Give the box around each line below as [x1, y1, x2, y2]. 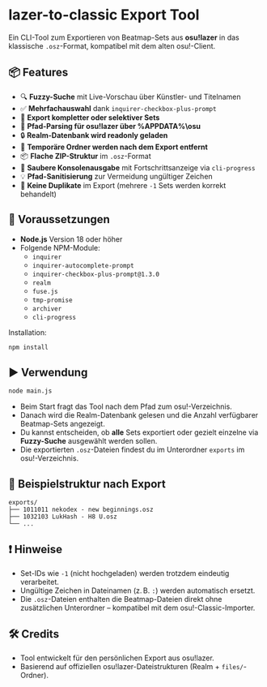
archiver [32, 304, 62, 313]
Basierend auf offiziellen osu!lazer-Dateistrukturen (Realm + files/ [19, 661, 244, 671]
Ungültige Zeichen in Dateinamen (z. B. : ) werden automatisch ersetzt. [19, 586, 256, 595]
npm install [8, 343, 49, 351]
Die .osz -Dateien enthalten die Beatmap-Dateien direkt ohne [19, 594, 222, 603]
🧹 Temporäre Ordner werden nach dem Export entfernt [19, 142, 208, 152]
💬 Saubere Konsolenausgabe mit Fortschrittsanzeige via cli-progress [19, 162, 256, 172]
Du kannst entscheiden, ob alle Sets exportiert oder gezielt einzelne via [19, 427, 259, 437]
